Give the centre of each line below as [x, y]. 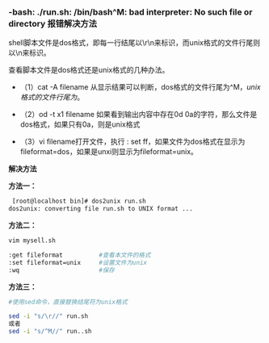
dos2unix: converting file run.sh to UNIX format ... [101, 209]
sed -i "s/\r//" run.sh [48, 316]
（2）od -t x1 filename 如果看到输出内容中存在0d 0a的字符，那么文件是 [139, 115]
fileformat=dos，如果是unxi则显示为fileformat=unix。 [109, 152]
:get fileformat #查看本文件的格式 [80, 255]
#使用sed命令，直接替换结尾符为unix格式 [68, 302]
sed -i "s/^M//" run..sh [50, 332]
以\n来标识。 [29, 53]
